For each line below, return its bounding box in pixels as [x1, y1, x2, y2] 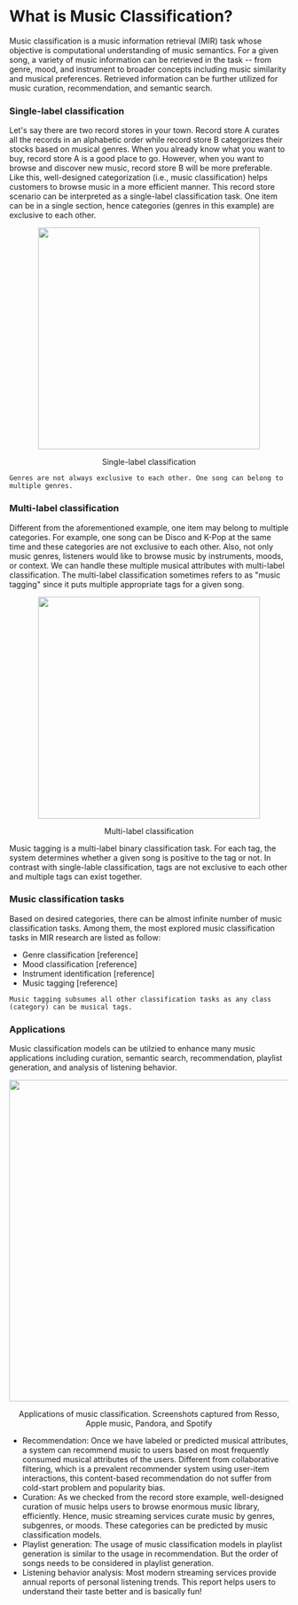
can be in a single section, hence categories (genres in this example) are [9, 201, 275, 211]
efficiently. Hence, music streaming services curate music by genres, [21, 1511, 275, 1522]
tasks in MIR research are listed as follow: [9, 932, 161, 942]
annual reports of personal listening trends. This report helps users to [21, 1577, 277, 1587]
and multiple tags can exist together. [9, 871, 143, 882]
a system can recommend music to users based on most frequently [21, 1444, 270, 1456]
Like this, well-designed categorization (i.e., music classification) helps [9, 172, 268, 183]
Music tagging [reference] [21, 978, 118, 988]
